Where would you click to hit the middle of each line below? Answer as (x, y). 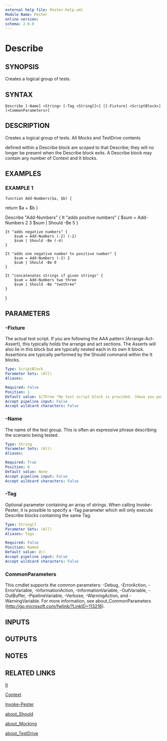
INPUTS (17, 622)
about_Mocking (21, 724)
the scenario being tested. (32, 435)
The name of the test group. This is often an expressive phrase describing (81, 430)
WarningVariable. (23, 601)
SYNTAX (19, 95)
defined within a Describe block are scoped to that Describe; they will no (80, 147)
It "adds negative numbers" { (37, 232)
